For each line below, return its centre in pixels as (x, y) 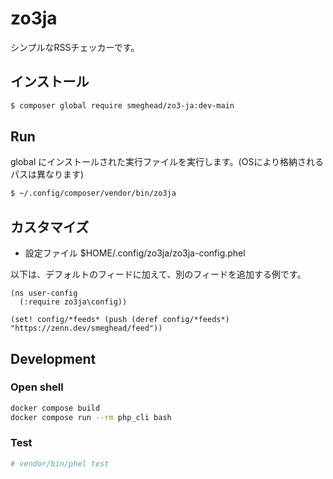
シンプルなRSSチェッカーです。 (75, 47)
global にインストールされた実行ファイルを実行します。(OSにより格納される (167, 162)
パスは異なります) (47, 174)
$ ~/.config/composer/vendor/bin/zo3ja (93, 193)
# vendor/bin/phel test (60, 463)
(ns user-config (44, 293)
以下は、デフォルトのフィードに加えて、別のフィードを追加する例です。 (158, 274)
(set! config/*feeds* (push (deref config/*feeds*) (120, 320)
